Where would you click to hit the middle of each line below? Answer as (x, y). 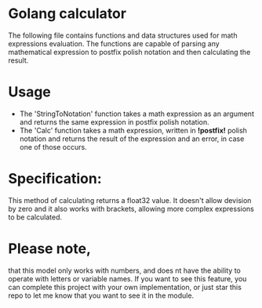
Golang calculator (67, 14)
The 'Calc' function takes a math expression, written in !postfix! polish (133, 130)
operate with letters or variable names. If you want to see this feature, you (127, 278)
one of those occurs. (53, 147)
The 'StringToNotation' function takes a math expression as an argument (137, 114)
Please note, (50, 248)
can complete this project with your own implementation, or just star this (125, 287)
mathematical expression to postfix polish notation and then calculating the (129, 52)
